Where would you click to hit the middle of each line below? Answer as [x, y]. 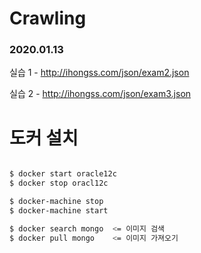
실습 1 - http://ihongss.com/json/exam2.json [99, 73]
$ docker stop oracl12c [59, 183]
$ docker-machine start [59, 211]
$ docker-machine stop [56, 202]
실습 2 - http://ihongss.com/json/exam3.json [100, 94]
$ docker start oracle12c [63, 174]
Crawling [48, 18]
